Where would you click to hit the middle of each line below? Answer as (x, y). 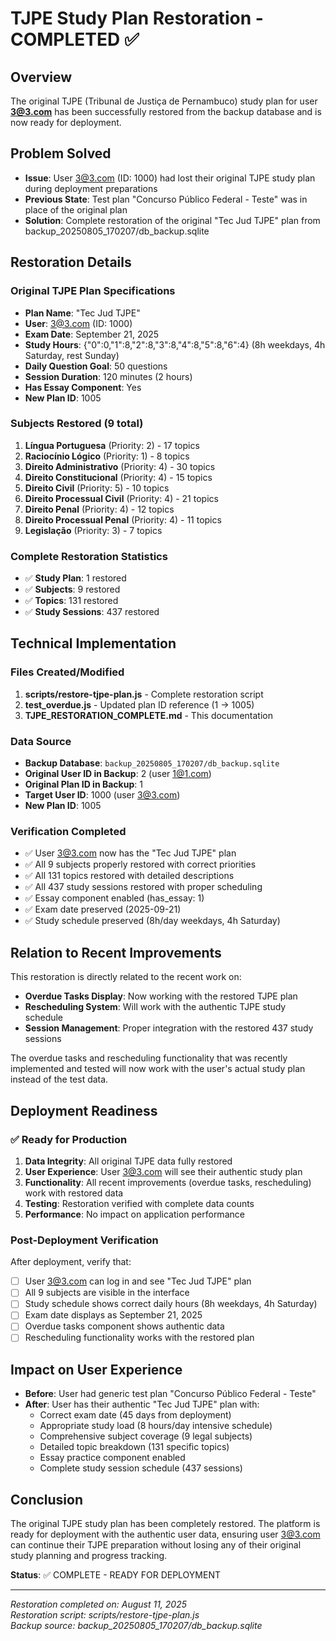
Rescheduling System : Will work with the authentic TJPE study (155, 1007)
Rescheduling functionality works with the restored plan (139, 1338)
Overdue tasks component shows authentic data (124, 1326)
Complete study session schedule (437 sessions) (141, 1468)
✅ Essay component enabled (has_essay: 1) (114, 898)
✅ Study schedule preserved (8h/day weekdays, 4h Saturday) (152, 921)
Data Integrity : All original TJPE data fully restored (128, 1161)
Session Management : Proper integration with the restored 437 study (169, 1028)
